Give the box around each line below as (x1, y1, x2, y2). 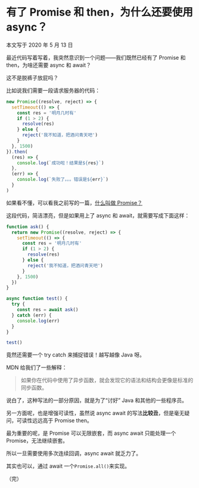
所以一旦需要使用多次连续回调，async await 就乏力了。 (6, 450, 142, 457)
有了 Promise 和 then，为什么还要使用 (6, 5, 194, 19)
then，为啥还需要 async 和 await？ (6, 61, 91, 69)
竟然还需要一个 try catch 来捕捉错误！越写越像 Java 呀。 (6, 351, 145, 358)
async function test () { (6, 296, 68, 302)
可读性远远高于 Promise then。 (16, 417, 92, 424)
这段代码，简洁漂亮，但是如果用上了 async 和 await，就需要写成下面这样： (6, 211, 190, 219)
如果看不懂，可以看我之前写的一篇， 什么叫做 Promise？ (6, 199, 143, 206)
